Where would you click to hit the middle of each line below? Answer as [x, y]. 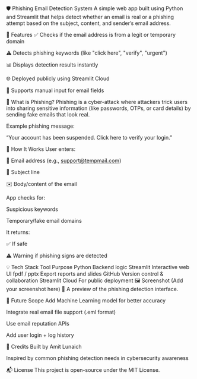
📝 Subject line [23, 172]
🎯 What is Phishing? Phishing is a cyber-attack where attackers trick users [97, 102]
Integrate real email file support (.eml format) [61, 312]
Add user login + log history [40, 335]
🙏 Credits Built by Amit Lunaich [44, 347]
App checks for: [26, 198]
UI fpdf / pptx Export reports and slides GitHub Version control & [85, 274]
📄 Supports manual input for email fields [55, 90]
